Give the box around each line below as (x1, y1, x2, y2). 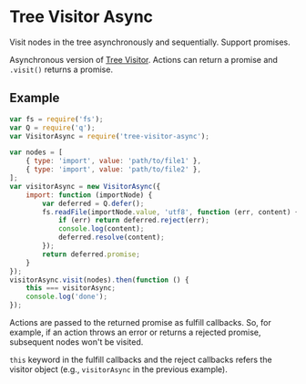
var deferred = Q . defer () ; (42, 199, 145, 208)
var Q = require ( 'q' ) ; (9, 123, 96, 132)
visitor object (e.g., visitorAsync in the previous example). (9, 364, 228, 375)
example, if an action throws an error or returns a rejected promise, (9, 327, 261, 337)
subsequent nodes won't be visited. (9, 337, 144, 348)
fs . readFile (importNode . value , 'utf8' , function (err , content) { (42, 207, 300, 216)
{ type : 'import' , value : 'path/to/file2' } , (25, 165, 202, 174)
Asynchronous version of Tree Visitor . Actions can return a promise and (9, 54, 278, 65)
